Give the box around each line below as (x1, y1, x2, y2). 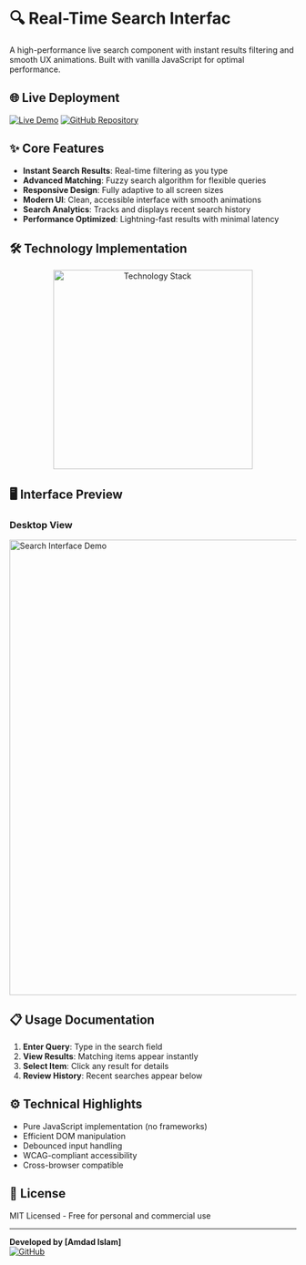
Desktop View (9, 518, 73, 531)
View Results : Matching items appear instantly (22, 1050, 199, 1062)
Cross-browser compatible (22, 1159, 124, 1170)
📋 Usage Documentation (9, 1013, 155, 1028)
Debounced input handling (22, 1140, 123, 1151)
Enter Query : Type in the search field (22, 1041, 163, 1052)
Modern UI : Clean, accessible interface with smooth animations (22, 194, 262, 205)
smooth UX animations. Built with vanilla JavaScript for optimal (9, 54, 245, 65)
